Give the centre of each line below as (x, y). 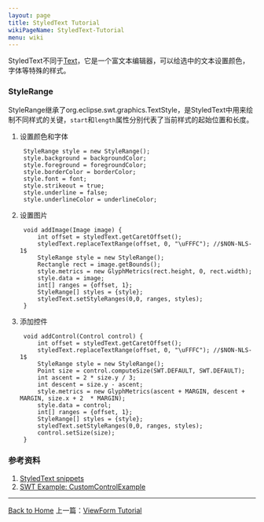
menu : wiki (26, 37)
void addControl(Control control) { (83, 336)
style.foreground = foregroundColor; (85, 165)
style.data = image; (71, 278)
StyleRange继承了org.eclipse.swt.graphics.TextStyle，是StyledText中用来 (127, 109)
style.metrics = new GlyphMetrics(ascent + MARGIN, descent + (141, 391)
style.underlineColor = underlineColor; (90, 199)
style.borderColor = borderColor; (80, 172)
